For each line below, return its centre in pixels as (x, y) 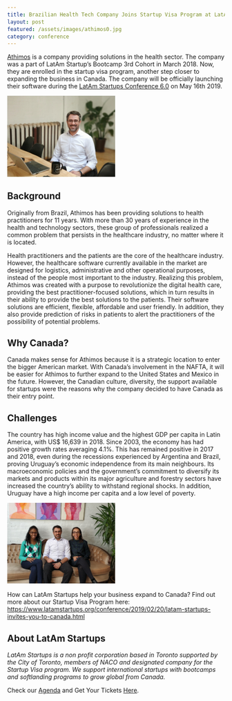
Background (34, 196)
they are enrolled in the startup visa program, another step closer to (104, 72)
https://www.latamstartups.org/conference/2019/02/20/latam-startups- (109, 609)
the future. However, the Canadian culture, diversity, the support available (112, 382)
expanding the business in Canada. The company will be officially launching (115, 79)
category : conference (38, 37)
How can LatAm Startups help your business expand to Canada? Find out (111, 595)
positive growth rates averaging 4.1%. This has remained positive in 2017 (110, 449)
